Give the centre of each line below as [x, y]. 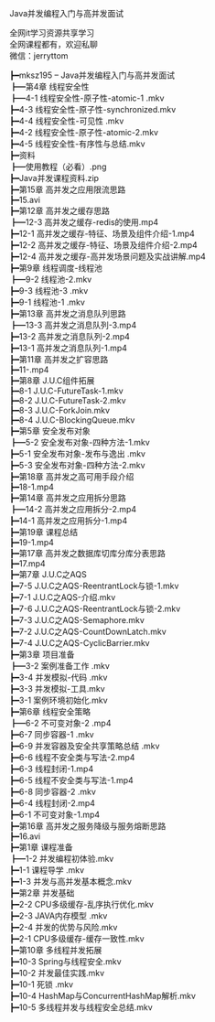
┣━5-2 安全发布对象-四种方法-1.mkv [80, 442]
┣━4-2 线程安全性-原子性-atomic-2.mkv [84, 132]
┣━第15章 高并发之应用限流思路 [68, 189]
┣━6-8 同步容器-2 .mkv [53, 791]
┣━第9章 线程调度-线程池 [56, 268]
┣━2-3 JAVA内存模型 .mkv [59, 916]
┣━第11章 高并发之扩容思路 [59, 359]
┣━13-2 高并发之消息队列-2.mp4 [70, 336]
